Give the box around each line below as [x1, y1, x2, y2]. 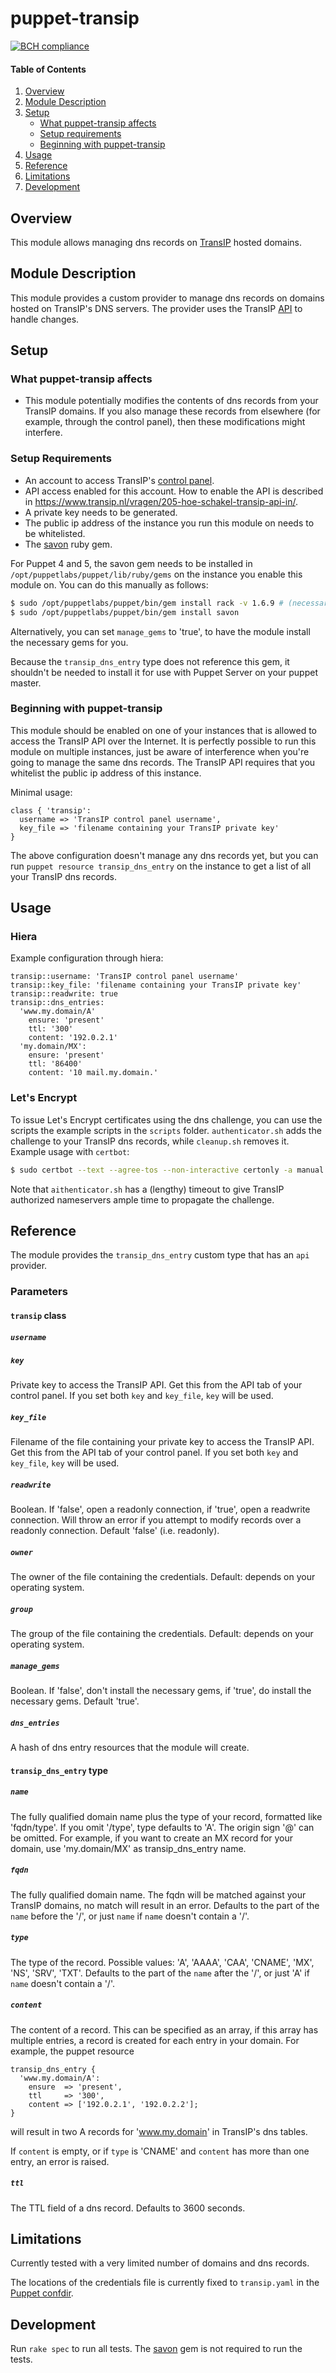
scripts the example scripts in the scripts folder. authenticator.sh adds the [10, 1124, 322, 1136]
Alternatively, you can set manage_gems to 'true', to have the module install [10, 625, 311, 637]
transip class [10, 1309, 67, 1321]
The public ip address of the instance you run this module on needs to [24, 517, 315, 529]
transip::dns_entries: [10, 998, 105, 1008]
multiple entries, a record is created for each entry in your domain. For [10, 2034, 300, 2046]
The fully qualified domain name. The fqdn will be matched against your [10, 1888, 307, 1901]
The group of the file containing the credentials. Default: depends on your [10, 1628, 314, 1640]
